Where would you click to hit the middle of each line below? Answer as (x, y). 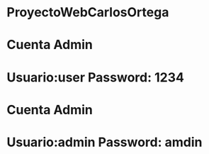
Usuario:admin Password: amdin (104, 142)
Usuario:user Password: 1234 (96, 77)
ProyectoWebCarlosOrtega (88, 12)
